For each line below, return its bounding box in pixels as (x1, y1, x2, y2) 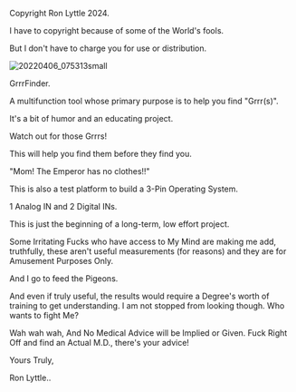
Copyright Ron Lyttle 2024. (9, 8, 110, 18)
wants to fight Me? (9, 310, 80, 320)
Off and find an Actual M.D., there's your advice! (9, 338, 190, 348)
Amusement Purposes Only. (9, 256, 114, 266)
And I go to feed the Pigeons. (9, 273, 119, 284)
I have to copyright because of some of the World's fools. (9, 25, 224, 35)
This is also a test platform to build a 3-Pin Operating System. (9, 183, 238, 194)
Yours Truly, (9, 355, 54, 366)
